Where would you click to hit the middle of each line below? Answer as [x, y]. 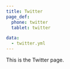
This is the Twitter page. [35, 60]
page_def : [18, 17]
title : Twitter [24, 11]
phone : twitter [30, 22]
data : [13, 38]
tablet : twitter [31, 28]
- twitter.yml [28, 43]
